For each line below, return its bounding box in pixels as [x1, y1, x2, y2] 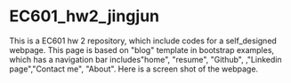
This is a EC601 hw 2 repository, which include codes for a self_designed [9, 35, 278, 46]
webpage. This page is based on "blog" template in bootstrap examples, [9, 44, 274, 55]
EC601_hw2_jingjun [9, 6, 160, 26]
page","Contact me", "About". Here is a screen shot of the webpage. [9, 64, 259, 74]
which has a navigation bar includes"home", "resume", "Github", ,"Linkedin [9, 54, 282, 64]
